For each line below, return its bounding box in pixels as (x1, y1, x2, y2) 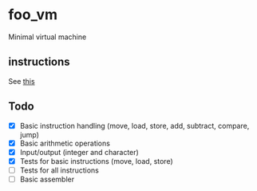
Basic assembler (19, 174, 74, 184)
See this (8, 76, 35, 86)
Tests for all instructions (19, 165, 100, 175)
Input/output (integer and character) (19, 147, 140, 157)
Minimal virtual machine (8, 32, 87, 42)
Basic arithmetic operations (19, 138, 110, 148)
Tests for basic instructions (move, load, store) (19, 156, 173, 165)
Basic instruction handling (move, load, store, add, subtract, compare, (19, 121, 250, 130)
